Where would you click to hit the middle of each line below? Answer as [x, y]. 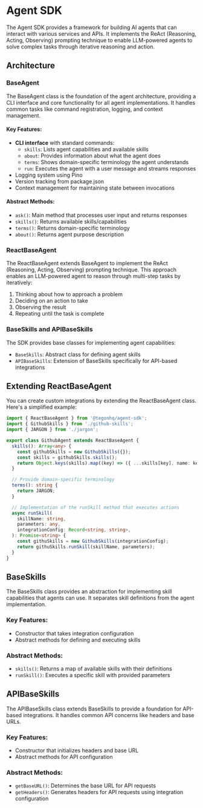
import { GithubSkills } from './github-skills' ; [70, 424]
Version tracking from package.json [60, 181]
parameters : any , [39, 525]
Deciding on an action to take [52, 301]
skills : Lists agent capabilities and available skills [86, 149]
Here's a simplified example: [42, 407]
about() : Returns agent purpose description [69, 234]
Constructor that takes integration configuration [74, 633]
